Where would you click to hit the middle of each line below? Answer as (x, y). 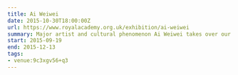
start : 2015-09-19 (35, 41)
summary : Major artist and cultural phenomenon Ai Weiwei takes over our (119, 34)
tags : (15, 54)
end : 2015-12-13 (31, 47)
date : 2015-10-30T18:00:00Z (49, 21)
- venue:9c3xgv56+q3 (38, 61)
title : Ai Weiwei (33, 14)
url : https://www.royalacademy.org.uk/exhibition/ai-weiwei (99, 27)
